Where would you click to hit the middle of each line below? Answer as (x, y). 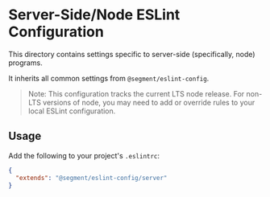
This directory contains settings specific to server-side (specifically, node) (132, 54)
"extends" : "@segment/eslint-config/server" (91, 178)
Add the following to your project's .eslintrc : (84, 155)
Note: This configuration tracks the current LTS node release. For (136, 93)
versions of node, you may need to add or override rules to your (149, 102)
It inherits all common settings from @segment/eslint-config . (109, 78)
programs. (25, 63)
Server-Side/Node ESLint (94, 15)
